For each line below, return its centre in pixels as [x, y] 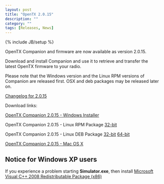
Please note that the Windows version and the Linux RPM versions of [75, 76]
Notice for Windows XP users [51, 159]
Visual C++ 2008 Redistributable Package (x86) [54, 176]
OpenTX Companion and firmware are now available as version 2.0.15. [76, 52]
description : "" [22, 19]
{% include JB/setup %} [29, 42]
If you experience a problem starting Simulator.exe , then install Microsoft [79, 171]
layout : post [18, 10]
